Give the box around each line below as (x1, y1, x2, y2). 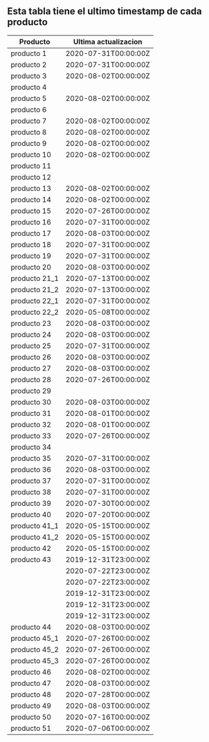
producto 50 (10, 712, 52, 722)
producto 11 (10, 161, 52, 170)
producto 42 (10, 543, 52, 553)
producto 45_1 (10, 633, 59, 643)
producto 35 (10, 453, 52, 463)
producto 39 (10, 498, 52, 508)
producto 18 (10, 239, 52, 249)
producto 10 (10, 150, 52, 159)
